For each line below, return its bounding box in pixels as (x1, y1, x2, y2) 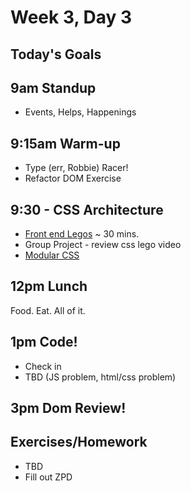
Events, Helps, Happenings (24, 106, 137, 118)
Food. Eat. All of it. (10, 304, 86, 316)
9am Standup (10, 79, 97, 96)
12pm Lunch (10, 278, 88, 295)
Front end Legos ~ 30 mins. (24, 228, 140, 240)
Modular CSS (24, 249, 80, 261)
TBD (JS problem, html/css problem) (24, 371, 177, 383)
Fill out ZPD (24, 471, 73, 483)
